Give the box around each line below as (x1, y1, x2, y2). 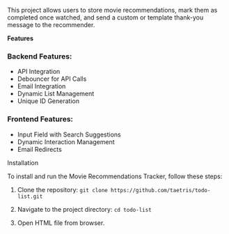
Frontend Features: (7, 114, 74, 124)
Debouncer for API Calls (17, 75, 87, 83)
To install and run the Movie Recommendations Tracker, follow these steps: (7, 172, 223, 180)
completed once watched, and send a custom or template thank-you (7, 13, 204, 22)
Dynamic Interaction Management (17, 137, 115, 146)
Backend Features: (7, 52, 72, 61)
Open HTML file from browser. (17, 219, 105, 227)
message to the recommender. (7, 21, 95, 29)
